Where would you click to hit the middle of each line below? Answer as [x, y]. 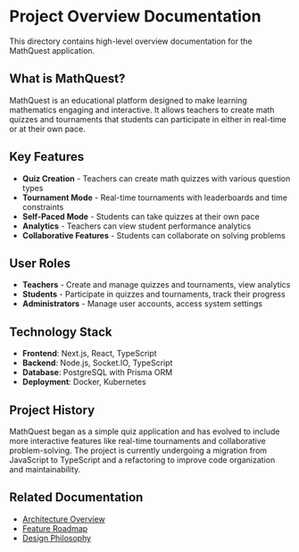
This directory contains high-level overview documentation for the [131, 41]
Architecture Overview [63, 519]
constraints [43, 206]
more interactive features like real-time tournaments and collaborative [137, 441]
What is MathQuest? [67, 79]
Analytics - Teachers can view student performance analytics [137, 226]
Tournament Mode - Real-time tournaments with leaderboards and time [155, 197]
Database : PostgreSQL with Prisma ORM [97, 372]
